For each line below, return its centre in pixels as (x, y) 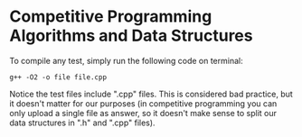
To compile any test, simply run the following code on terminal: (126, 60)
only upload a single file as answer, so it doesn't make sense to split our (143, 113)
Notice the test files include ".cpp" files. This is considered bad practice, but (151, 94)
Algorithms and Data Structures (131, 36)
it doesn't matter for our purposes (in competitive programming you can (143, 103)
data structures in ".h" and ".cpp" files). (82, 123)
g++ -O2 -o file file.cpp (58, 77)
